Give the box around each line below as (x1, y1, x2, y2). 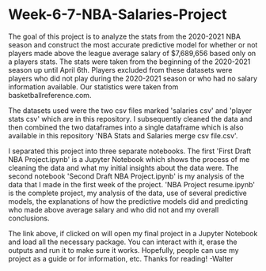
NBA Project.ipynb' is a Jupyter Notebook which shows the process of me (8, 154, 250, 164)
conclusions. (8, 213, 50, 223)
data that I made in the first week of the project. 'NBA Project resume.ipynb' (8, 179, 256, 189)
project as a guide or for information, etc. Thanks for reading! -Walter (8, 254, 234, 263)
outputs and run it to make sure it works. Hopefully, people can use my (8, 245, 239, 254)
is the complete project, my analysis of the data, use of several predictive (8, 188, 248, 198)
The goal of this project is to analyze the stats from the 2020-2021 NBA (8, 32, 241, 41)
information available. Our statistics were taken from (8, 81, 179, 92)
